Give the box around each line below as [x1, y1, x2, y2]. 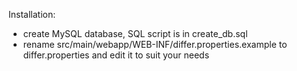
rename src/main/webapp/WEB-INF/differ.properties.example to [22, 39, 288, 50]
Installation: [8, 9, 56, 20]
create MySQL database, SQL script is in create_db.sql [22, 28, 248, 39]
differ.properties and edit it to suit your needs [22, 49, 210, 61]
